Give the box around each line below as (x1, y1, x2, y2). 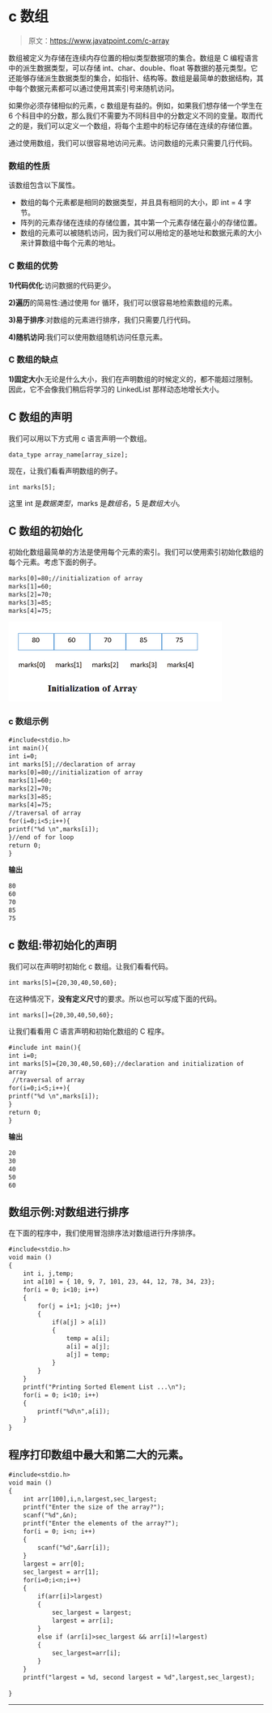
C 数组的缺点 (8, 354, 58, 366)
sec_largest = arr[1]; (23, 1568, 100, 1577)
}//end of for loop (8, 833, 74, 842)
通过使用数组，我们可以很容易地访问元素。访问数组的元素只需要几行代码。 (8, 138, 257, 148)
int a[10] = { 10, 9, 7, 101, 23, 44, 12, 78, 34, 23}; (23, 1278, 216, 1286)
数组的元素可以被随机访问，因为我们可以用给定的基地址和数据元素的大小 (19, 228, 261, 238)
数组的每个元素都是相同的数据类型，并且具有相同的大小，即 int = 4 (19, 198, 243, 208)
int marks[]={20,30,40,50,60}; (8, 1011, 114, 1019)
